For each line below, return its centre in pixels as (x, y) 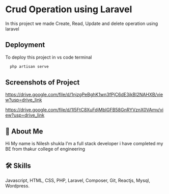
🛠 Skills (18, 166)
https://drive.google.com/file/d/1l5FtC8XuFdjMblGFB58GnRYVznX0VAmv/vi (84, 110)
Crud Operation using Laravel (69, 9)
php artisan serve (30, 66)
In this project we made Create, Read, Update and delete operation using (82, 23)
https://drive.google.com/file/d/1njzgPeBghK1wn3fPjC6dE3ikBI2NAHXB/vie (84, 95)
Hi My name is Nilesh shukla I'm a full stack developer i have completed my (84, 144)
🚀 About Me (24, 131)
